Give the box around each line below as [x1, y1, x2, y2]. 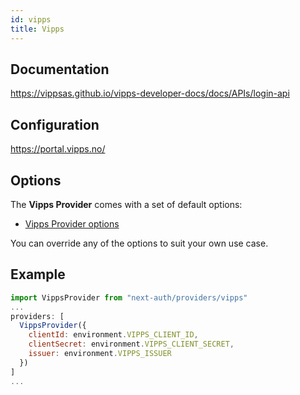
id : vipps [10, 14, 52, 25]
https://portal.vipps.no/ [10, 143, 106, 155]
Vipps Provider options [24, 217, 120, 230]
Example [10, 266, 66, 283]
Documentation [10, 61, 110, 78]
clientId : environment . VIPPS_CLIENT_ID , [28, 330, 199, 340]
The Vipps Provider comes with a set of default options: [10, 198, 243, 210]
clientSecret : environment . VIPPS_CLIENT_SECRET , [28, 339, 235, 350]
